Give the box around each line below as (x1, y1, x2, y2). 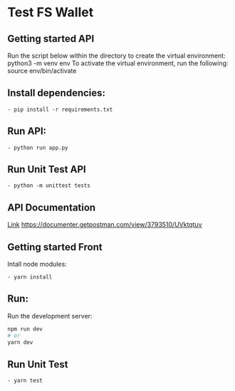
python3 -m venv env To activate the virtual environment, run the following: (7, 59, 229, 68)
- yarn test (7, 377, 43, 385)
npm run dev (7, 325, 43, 333)
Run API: (7, 125, 47, 137)
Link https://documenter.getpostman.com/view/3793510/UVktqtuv (7, 220, 202, 229)
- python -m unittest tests (7, 182, 91, 189)
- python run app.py (7, 144, 69, 151)
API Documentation (7, 201, 96, 213)
